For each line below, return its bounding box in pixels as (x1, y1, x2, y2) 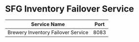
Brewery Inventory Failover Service (7, 29, 88, 36)
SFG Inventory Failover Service (5, 3, 134, 14)
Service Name (31, 21, 65, 28)
